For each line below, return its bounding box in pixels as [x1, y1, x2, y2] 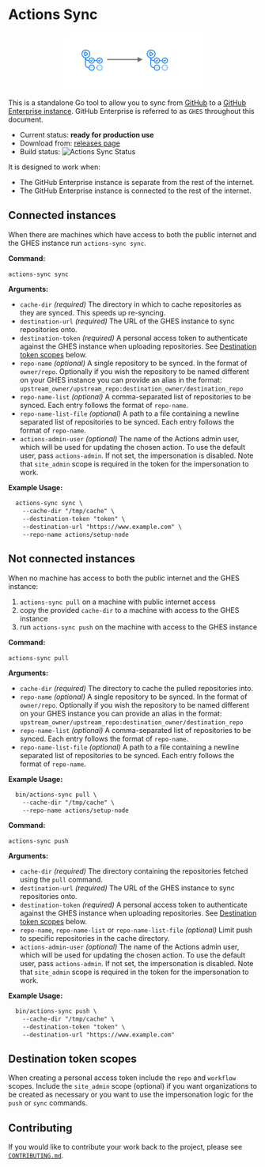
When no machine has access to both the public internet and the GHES [8, 573, 240, 583]
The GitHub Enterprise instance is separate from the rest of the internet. [19, 177, 255, 187]
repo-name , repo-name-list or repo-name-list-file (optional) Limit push [19, 925, 253, 935]
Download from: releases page [19, 138, 120, 148]
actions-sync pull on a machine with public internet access [19, 597, 216, 606]
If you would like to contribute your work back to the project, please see [8, 1142, 243, 1152]
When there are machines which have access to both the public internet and [8, 229, 257, 239]
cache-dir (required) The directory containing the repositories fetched [19, 866, 248, 875]
